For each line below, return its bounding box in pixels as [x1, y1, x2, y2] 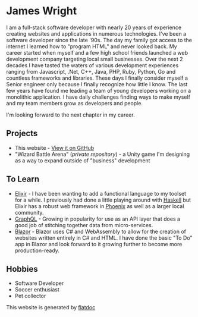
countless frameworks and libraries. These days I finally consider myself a [6, 74, 188, 81]
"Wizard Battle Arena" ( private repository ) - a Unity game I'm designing [14, 150, 190, 158]
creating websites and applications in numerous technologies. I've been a [6, 30, 187, 37]
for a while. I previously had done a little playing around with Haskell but [14, 196, 191, 203]
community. [14, 209, 44, 216]
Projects [6, 128, 38, 139]
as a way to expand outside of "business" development [14, 156, 150, 164]
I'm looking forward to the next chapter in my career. [6, 111, 135, 118]
